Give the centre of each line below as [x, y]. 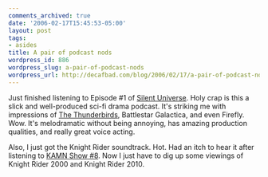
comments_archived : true [49, 16]
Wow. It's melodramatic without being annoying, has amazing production [128, 123]
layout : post [30, 30]
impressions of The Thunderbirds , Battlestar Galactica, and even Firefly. [126, 114]
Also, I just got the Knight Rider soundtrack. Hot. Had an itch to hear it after [131, 147]
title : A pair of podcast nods [60, 53]
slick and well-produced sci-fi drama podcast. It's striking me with [117, 106]
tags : [17, 38]
